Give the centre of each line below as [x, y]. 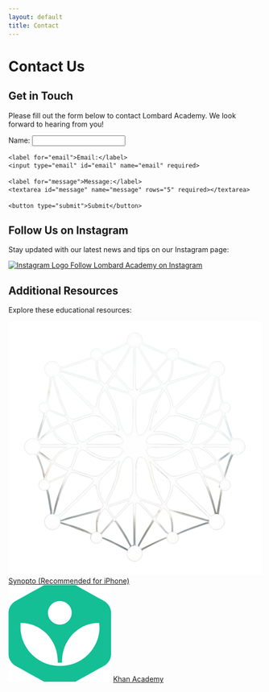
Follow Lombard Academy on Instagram [137, 265]
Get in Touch [41, 96]
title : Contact [34, 25]
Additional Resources [63, 290]
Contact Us [47, 66]
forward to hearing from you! [56, 124]
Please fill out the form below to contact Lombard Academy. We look [122, 115]
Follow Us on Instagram [68, 230]
